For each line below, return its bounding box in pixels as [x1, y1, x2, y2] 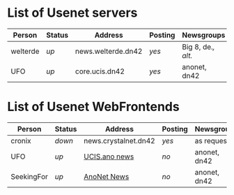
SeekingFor [10, 171, 49, 181]
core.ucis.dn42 [75, 66, 125, 76]
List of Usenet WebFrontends [7, 99, 180, 115]
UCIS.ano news [83, 152, 134, 161]
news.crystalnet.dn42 [83, 136, 155, 145]
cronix [10, 136, 31, 145]
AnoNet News [83, 171, 130, 181]
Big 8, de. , [182, 42, 215, 52]
